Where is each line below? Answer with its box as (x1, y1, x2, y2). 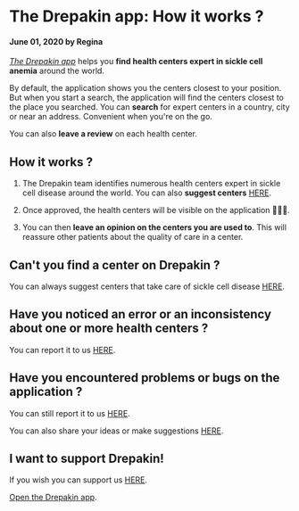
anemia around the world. (9, 65, 105, 77)
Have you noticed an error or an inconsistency (9, 307, 272, 322)
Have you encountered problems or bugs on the (9, 370, 280, 385)
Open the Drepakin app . (9, 492, 97, 503)
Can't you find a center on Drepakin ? (9, 257, 220, 273)
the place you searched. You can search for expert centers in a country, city (9, 102, 290, 112)
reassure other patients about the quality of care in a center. (21, 232, 244, 243)
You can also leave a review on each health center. (9, 128, 198, 139)
